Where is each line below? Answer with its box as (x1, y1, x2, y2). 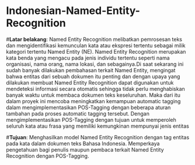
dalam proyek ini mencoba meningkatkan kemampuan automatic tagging (6, 97, 181, 104)
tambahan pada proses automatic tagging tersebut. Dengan (6, 110, 150, 117)
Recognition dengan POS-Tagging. (6, 152, 89, 159)
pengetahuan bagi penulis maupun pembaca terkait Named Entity (6, 146, 165, 153)
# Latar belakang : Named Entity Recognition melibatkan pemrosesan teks (6, 36, 183, 43)
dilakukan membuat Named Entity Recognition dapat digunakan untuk (6, 79, 174, 86)
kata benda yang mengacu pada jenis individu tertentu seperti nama (6, 54, 170, 61)
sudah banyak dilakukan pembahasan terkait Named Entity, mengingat (6, 66, 176, 73)
